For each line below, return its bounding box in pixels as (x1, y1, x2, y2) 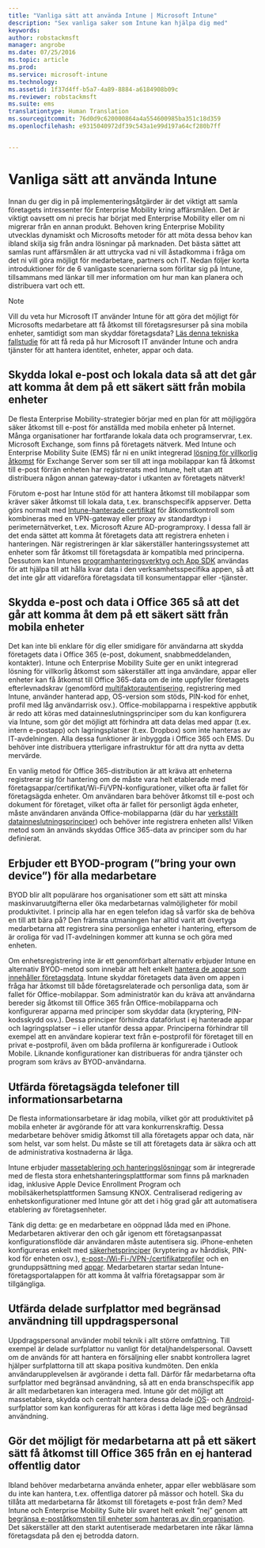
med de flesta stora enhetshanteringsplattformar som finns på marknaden (8, 1171, 249, 1180)
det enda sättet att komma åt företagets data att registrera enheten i (8, 531, 229, 540)
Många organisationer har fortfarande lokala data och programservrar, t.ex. (8, 431, 253, 440)
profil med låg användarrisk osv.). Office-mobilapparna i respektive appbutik (8, 700, 257, 710)
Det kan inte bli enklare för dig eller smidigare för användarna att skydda (8, 642, 244, 651)
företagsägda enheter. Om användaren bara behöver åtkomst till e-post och (8, 791, 255, 801)
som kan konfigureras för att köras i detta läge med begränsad (44, 1403, 248, 1412)
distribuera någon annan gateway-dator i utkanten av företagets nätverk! (8, 473, 245, 482)
